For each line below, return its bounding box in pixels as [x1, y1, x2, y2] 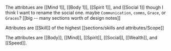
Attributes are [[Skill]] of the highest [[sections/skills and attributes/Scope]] [5, 25, 164, 31]
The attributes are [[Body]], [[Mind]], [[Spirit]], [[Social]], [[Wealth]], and [5, 35, 158, 40]
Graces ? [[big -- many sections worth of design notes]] [5, 15, 121, 21]
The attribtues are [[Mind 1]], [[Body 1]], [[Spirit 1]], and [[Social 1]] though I [5, 5, 164, 10]
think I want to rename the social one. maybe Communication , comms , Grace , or [5, 10, 166, 16]
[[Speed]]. [5, 40, 27, 46]
